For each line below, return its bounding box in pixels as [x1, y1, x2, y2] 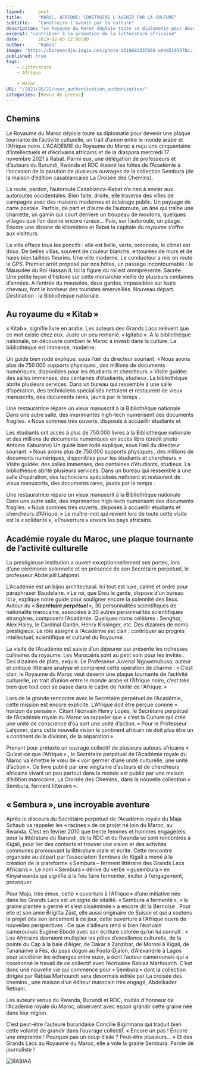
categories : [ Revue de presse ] [6, 92, 84, 98]
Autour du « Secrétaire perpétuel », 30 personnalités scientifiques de [6, 602, 177, 609]
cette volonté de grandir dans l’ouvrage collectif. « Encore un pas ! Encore [6, 1027, 187, 1034]
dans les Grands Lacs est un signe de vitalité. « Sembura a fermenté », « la [6, 897, 189, 903]
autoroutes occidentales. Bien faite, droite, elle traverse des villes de [6, 192, 174, 199]
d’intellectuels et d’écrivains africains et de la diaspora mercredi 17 [6, 148, 170, 155]
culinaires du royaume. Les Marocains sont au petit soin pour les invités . [6, 651, 185, 659]
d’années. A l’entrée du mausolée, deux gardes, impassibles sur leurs [6, 279, 176, 286]
